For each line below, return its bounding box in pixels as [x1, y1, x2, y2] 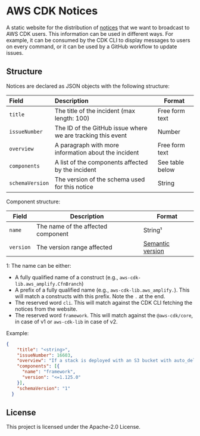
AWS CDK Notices [6, 4, 98, 18]
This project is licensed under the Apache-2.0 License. [6, 423, 141, 431]
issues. [6, 49, 24, 56]
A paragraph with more [54, 141, 119, 149]
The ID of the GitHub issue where [54, 123, 148, 132]
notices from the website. [14, 305, 78, 313]
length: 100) [54, 114, 90, 122]
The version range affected [36, 243, 112, 251]
